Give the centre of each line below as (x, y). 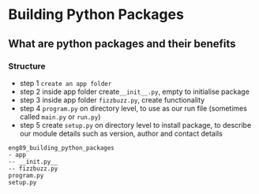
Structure (27, 66)
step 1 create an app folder (66, 83)
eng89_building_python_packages (61, 147)
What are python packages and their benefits (122, 44)
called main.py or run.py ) (60, 117)
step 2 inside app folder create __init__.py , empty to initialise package (135, 91)
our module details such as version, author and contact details (121, 133)
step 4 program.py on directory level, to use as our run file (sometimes (133, 108)
